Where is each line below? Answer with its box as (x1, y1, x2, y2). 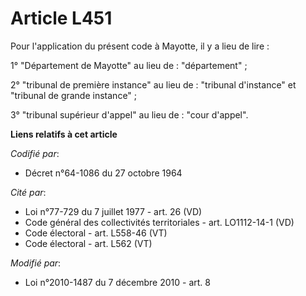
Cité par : (10, 186, 47, 198)
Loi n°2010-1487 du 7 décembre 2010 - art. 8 (24, 276, 211, 288)
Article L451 (10, 7, 113, 30)
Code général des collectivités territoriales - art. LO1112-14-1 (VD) (24, 216, 295, 228)
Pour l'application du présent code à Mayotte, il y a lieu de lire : (10, 40, 270, 52)
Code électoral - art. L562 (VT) (24, 237, 153, 249)
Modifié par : (10, 257, 62, 269)
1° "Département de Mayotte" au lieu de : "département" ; (10, 59, 248, 71)
